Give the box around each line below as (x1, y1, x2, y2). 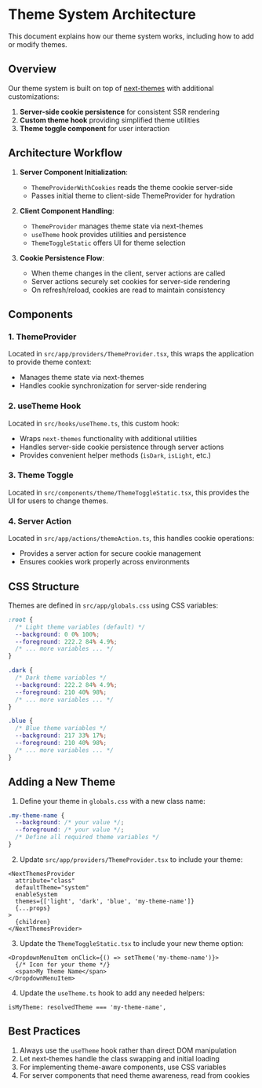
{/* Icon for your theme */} (15, 960, 111, 969)
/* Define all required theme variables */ (15, 834, 159, 842)
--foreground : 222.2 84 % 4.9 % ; (15, 637, 118, 645)
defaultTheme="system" (15, 883, 89, 892)
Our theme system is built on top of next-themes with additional (8, 83, 214, 93)
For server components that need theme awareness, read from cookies (19, 1070, 250, 1080)
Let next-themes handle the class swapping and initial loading (19, 1053, 220, 1063)
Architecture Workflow (8, 147, 123, 160)
